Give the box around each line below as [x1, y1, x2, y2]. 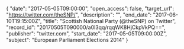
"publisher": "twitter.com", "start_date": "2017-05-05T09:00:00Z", [6, 30, 167, 37]
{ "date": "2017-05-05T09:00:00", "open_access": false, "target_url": [6, 5, 175, 12]
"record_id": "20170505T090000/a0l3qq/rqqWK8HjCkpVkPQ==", [6, 24, 166, 31]
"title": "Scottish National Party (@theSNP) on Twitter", [43, 18, 176, 24]
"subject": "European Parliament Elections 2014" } [6, 37, 128, 43]
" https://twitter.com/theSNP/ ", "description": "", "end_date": [6, 11, 152, 18]
